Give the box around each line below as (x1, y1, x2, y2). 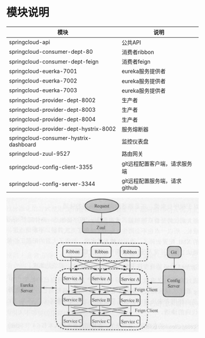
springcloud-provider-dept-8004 (9, 116, 96, 123)
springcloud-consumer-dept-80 (9, 48, 93, 56)
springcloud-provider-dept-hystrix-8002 (9, 125, 117, 133)
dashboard (9, 141, 37, 149)
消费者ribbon (121, 48, 154, 56)
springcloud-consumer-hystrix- (9, 134, 92, 142)
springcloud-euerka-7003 (9, 87, 77, 94)
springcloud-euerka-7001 (9, 67, 77, 75)
